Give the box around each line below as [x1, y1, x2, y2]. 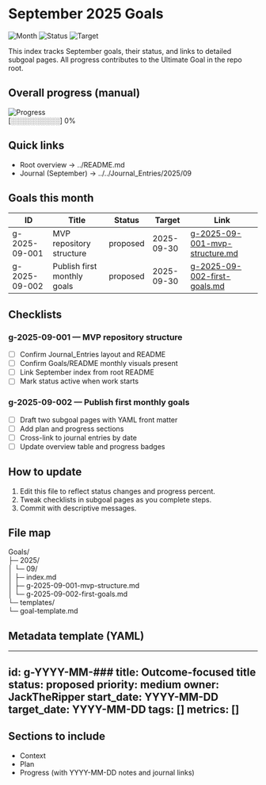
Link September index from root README [19, 367, 154, 377]
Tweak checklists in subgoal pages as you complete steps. [19, 494, 212, 504]
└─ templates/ [8, 598, 55, 607]
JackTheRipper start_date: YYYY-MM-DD [8, 690, 219, 703]
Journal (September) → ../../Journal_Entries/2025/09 [19, 168, 192, 178]
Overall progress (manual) [8, 87, 141, 100]
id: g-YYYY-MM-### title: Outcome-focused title [8, 665, 256, 679]
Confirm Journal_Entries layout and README [19, 350, 166, 360]
